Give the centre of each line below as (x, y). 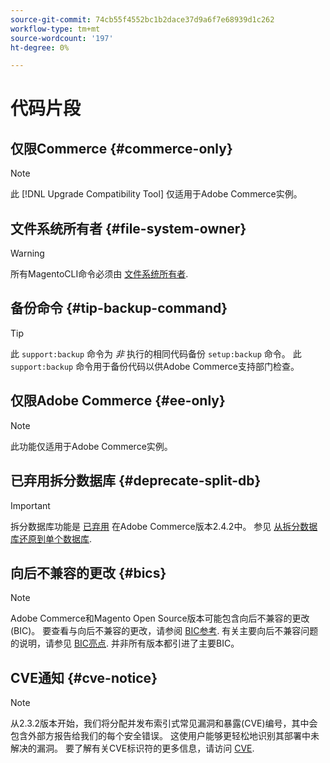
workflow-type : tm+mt (55, 29)
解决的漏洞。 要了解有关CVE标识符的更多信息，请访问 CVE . (132, 748)
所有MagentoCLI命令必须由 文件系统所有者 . (99, 274)
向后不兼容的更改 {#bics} (88, 572)
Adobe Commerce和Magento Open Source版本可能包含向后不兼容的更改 (160, 618)
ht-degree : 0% (40, 47)
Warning (27, 253)
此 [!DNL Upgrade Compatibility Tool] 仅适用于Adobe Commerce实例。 (156, 194)
